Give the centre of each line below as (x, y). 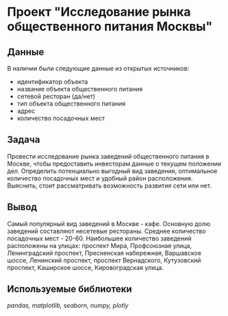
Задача (24, 140)
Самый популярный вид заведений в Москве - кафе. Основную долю (109, 223)
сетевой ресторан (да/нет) (56, 96)
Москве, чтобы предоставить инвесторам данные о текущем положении (114, 163)
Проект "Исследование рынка (99, 12)
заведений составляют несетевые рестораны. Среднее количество (107, 231)
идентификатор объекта (52, 82)
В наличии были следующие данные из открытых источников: (98, 68)
